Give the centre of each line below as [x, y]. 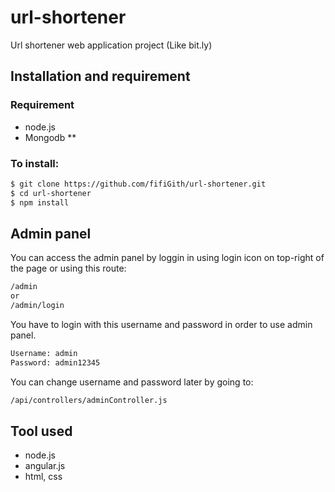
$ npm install [40, 202]
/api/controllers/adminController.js [89, 400]
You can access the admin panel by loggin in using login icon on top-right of [167, 258]
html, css [43, 477]
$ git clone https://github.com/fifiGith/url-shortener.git [138, 184]
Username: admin [44, 353]
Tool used [41, 431]
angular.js [45, 466]
